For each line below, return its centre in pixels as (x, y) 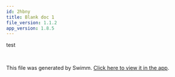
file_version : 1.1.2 (32, 23)
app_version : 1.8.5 (30, 28)
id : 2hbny (18, 12)
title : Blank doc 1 (30, 17)
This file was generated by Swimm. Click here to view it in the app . (88, 68)
